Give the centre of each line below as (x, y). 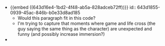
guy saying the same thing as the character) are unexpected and (85, 29)
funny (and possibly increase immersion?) (61, 34)
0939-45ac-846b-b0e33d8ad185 (45, 13)
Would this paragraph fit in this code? (57, 18)
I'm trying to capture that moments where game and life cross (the (86, 23)
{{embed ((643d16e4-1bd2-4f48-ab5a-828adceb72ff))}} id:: (73, 7)
